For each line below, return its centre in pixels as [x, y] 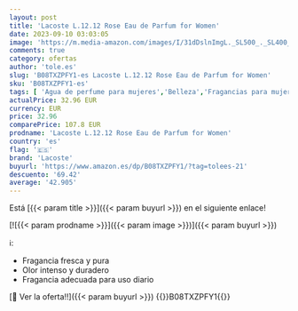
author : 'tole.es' [43, 68]
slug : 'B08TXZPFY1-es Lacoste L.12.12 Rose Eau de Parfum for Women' [141, 76]
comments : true [37, 51]
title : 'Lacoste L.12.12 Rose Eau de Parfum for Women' [114, 26]
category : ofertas [43, 59]
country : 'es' [35, 141]
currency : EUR [35, 108]
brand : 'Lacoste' [41, 158]
